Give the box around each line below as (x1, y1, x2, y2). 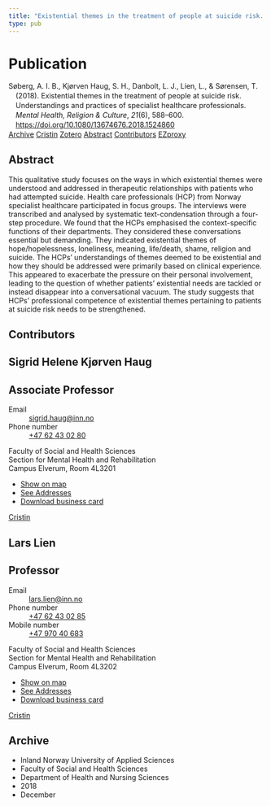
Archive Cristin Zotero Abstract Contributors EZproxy (8, 129, 186, 139)
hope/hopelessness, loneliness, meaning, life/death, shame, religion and (8, 243, 251, 253)
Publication (8, 54, 87, 73)
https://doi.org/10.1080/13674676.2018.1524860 (15, 120, 175, 129)
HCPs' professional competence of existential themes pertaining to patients (8, 295, 262, 305)
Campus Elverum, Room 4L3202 (8, 661, 118, 671)
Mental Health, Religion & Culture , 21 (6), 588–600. (15, 111, 185, 120)
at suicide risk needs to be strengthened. (8, 304, 146, 314)
